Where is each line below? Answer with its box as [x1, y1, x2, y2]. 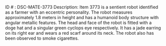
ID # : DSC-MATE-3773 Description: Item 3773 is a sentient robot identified [5, 4, 159, 10]
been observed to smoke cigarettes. [5, 35, 79, 41]
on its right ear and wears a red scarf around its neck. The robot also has [5, 30, 154, 36]
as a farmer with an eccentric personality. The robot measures [5, 9, 133, 15]
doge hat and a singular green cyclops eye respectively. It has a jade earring [5, 25, 161, 31]
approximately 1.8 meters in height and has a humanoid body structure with [5, 15, 159, 20]
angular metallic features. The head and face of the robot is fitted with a [5, 20, 152, 25]
